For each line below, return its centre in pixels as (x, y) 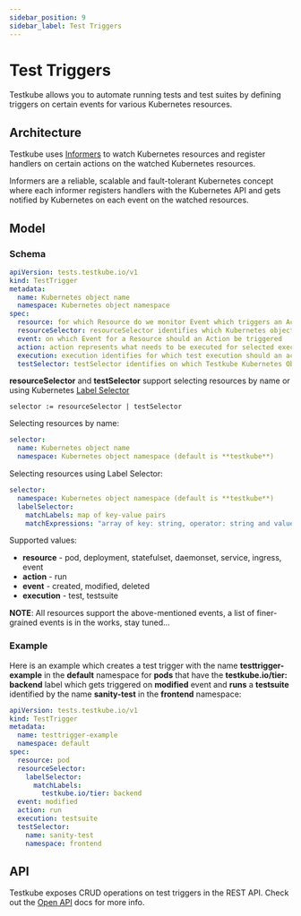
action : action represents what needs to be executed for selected (146, 347)
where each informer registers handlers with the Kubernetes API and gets (145, 191)
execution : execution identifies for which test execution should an (150, 355)
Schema (28, 253)
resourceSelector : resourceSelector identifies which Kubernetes (142, 331)
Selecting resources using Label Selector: (86, 474)
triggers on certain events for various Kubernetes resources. (121, 105)
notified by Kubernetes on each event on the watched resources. (129, 200)
